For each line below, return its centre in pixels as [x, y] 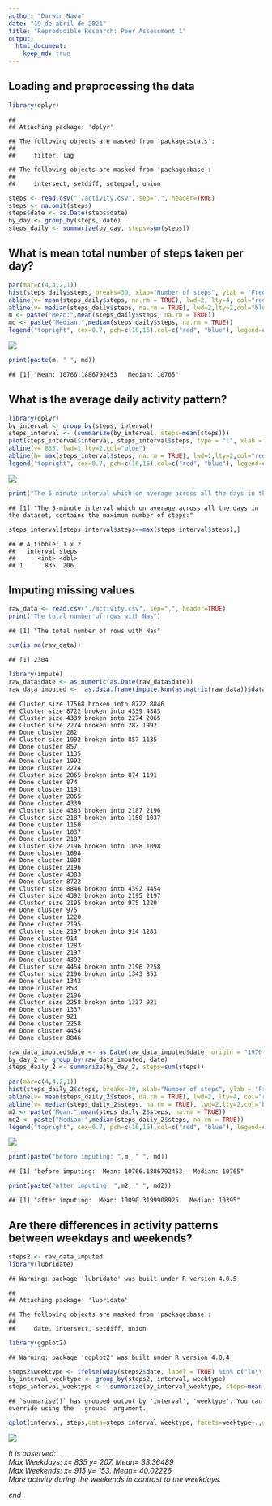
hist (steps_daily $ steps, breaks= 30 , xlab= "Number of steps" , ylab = [126, 292]
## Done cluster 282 [43, 732]
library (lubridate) [41, 1264]
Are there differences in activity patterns [113, 1226]
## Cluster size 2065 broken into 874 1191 [83, 775]
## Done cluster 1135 [45, 753]
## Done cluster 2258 [45, 1024]
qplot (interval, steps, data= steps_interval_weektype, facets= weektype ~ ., [136, 1423]
